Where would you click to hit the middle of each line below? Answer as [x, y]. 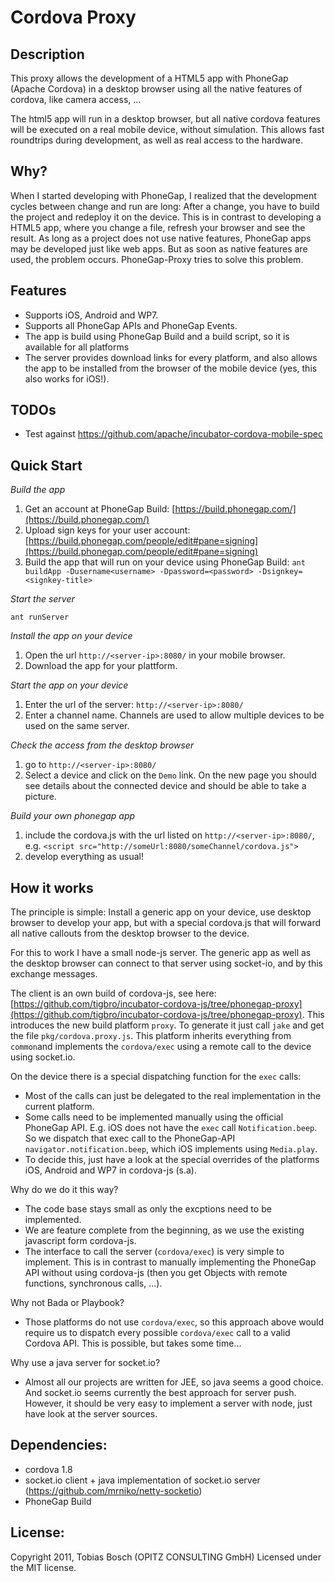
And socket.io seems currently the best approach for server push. [160, 1393]
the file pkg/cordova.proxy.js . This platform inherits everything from [151, 1036]
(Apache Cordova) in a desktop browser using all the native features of [156, 89]
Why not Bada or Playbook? [67, 1303]
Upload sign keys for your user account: [107, 530]
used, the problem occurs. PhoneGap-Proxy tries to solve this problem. [157, 259]
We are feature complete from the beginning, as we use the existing [164, 1230]
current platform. [59, 1107]
